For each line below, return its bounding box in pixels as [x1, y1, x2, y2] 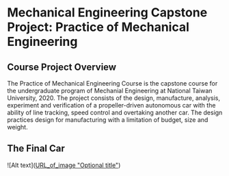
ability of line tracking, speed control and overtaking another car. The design [7, 108, 223, 116]
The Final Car [7, 142, 65, 155]
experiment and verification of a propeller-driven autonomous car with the [7, 101, 216, 109]
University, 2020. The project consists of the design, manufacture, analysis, [7, 94, 221, 102]
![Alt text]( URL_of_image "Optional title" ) [7, 161, 121, 169]
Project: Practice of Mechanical [7, 19, 190, 35]
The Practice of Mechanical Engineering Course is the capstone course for [7, 79, 218, 87]
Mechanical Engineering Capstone [7, 5, 208, 21]
